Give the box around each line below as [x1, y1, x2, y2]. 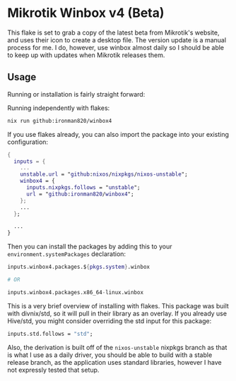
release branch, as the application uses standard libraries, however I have [7, 358, 222, 366]
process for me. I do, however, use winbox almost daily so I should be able [7, 43, 225, 52]
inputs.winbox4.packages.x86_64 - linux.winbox [7, 289, 143, 296]
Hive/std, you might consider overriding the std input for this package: [7, 316, 212, 325]
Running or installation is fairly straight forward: [7, 90, 146, 98]
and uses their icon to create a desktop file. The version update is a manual [7, 35, 227, 44]
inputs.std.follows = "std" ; [7, 330, 93, 337]
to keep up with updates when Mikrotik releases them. [7, 51, 165, 59]
